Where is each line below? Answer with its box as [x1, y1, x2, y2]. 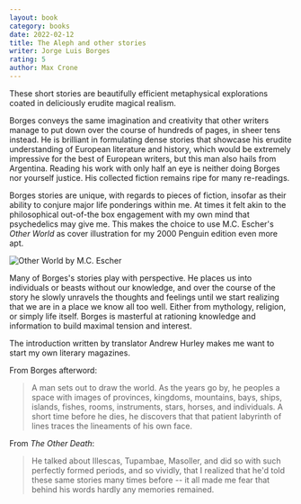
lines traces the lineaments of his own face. [31, 420, 193, 431]
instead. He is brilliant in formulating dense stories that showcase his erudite [9, 134, 292, 145]
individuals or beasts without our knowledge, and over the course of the [9, 282, 276, 292]
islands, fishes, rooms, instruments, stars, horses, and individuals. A [31, 401, 283, 412]
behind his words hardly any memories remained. [31, 483, 215, 495]
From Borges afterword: [9, 364, 97, 375]
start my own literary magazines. [9, 347, 130, 358]
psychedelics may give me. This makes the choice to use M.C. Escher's [9, 218, 274, 229]
